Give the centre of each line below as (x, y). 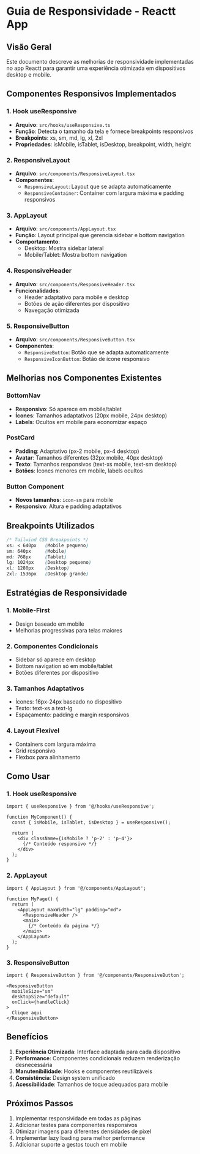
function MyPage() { (33, 899)
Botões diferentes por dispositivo (57, 673)
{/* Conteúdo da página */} (64, 926)
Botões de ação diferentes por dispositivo (77, 303)
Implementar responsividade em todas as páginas (78, 1118)
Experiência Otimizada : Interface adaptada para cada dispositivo (98, 1052)
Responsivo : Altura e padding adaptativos (69, 506)
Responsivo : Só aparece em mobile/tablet (69, 409)
